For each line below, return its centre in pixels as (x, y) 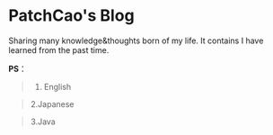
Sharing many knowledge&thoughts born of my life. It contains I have (136, 40)
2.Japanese (52, 103)
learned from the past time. (59, 49)
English (57, 86)
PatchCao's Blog (72, 16)
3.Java (43, 121)
